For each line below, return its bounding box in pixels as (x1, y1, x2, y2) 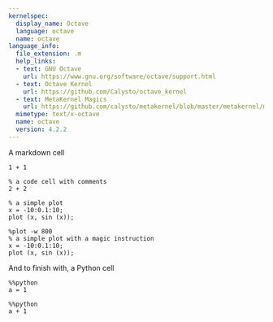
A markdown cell (8, 147, 65, 157)
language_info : (8, 42, 60, 50)
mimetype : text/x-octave (15, 111, 100, 119)
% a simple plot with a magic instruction (8, 234, 154, 242)
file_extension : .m (15, 50, 82, 58)
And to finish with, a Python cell (8, 263, 115, 272)
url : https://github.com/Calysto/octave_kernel (23, 87, 187, 96)
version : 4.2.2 (15, 125, 67, 133)
